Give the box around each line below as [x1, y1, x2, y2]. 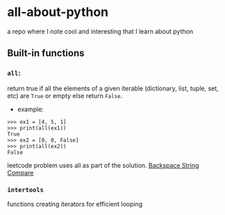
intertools [7, 186, 44, 193]
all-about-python [7, 4, 109, 20]
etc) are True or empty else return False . [7, 91, 123, 99]
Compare [7, 168, 34, 177]
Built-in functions [7, 47, 85, 59]
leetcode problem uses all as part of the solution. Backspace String [7, 161, 199, 169]
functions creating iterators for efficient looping [7, 200, 143, 208]
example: [17, 105, 44, 113]
